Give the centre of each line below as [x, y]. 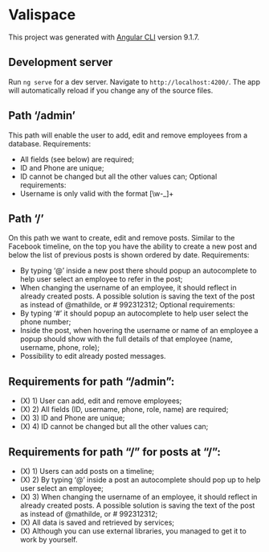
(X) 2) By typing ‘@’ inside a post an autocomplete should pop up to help [140, 480]
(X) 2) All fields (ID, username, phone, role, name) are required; [124, 410]
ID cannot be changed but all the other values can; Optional [118, 176]
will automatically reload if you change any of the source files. [111, 90]
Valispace [42, 15]
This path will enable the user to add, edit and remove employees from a [128, 135]
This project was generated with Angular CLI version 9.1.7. [104, 37]
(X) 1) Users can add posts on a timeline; [87, 471]
